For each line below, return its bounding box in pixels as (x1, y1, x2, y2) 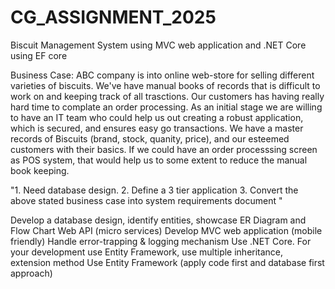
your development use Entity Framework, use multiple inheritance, (10, 246, 284, 258)
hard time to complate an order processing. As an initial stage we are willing (10, 101, 323, 113)
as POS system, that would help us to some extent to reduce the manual (10, 154, 308, 166)
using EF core (10, 49, 68, 61)
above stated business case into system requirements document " (10, 194, 283, 206)
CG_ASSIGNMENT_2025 (10, 6, 217, 29)
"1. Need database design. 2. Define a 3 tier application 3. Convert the (10, 184, 299, 196)
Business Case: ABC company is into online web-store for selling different (10, 69, 315, 81)
